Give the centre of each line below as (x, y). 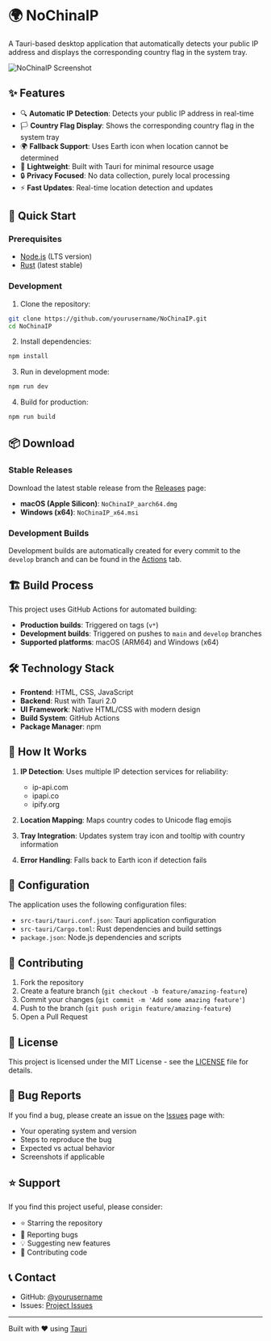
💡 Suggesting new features (65, 1243)
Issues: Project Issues (56, 1305)
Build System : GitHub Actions (70, 717)
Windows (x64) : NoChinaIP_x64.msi (79, 512)
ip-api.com (50, 787)
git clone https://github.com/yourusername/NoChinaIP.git (108, 319)
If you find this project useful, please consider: (85, 1207)
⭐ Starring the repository (61, 1223)
